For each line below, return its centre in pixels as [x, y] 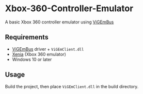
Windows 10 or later [32, 59]
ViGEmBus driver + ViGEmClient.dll [48, 49]
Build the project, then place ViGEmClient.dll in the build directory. [72, 86]
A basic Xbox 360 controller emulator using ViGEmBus [59, 22]
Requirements [27, 37]
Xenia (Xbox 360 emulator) [39, 54]
